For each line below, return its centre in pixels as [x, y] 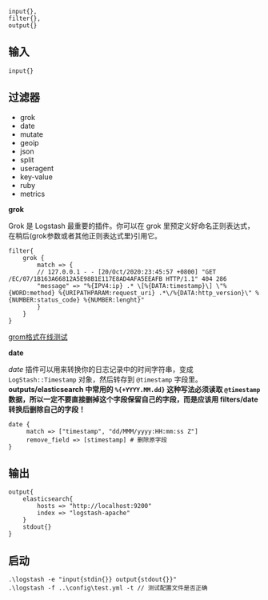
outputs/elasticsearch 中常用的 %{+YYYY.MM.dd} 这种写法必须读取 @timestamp [134, 389]
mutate [32, 134]
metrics [32, 194]
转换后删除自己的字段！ [47, 409]
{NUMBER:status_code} [44, 300]
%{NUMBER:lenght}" [114, 300]
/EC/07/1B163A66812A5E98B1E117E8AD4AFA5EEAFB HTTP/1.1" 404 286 [118, 279]
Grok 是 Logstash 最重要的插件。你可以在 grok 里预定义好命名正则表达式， [131, 226]
